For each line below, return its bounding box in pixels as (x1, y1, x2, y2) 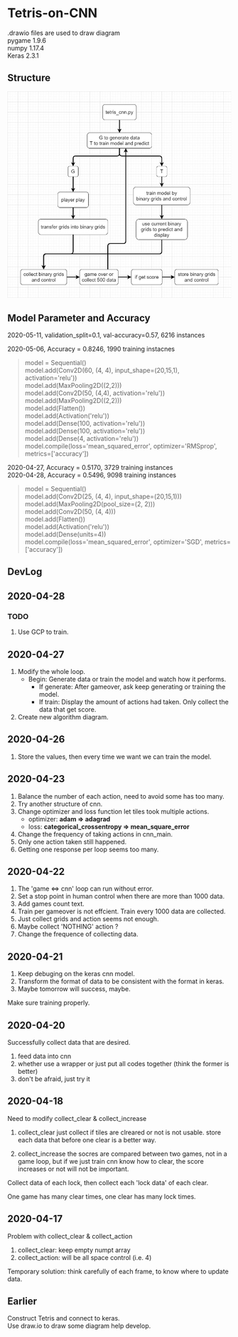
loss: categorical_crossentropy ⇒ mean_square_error (28, 822, 190, 831)
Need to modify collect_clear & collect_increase (7, 1114, 147, 1122)
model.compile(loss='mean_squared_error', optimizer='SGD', (24, 538, 204, 546)
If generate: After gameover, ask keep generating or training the (38, 682, 226, 691)
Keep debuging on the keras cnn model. (17, 970, 135, 978)
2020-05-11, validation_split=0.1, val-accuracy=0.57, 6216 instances (7, 331, 205, 339)
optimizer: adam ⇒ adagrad (28, 814, 111, 823)
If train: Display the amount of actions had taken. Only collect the (38, 697, 229, 706)
